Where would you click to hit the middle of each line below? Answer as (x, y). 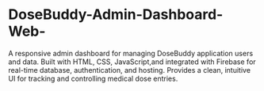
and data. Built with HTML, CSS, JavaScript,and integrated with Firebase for (132, 62)
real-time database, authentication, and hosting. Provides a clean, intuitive (130, 70)
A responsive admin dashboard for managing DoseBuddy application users (131, 53)
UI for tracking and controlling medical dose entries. (93, 78)
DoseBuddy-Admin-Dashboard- (116, 15)
